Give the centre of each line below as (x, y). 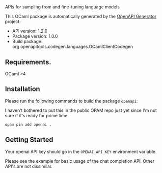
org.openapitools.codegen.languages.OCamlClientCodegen (72, 47)
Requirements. (28, 62)
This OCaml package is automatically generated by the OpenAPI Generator (81, 17)
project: (13, 22)
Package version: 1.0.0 (35, 36)
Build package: (27, 42)
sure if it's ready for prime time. (37, 115)
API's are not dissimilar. (29, 166)
